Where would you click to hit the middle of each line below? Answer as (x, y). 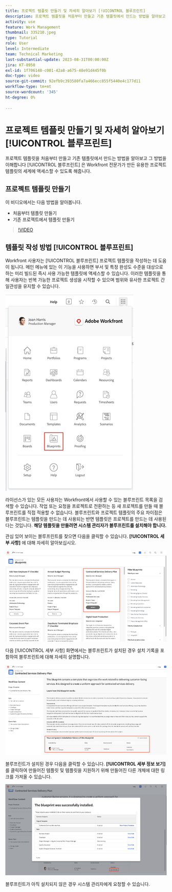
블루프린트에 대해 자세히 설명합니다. (55, 657)
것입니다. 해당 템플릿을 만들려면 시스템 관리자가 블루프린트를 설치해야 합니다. (91, 525)
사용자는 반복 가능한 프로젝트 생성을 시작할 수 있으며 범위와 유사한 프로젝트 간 (88, 280)
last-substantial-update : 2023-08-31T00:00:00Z (57, 60)
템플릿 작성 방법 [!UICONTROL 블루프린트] (69, 247)
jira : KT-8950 (20, 65)
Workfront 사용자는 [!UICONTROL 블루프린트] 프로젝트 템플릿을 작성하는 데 (81, 261)
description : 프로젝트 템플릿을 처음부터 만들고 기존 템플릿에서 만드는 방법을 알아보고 (85, 16)
